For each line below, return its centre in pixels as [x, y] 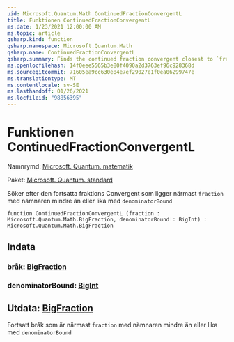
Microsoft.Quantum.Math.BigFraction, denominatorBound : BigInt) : [107, 219]
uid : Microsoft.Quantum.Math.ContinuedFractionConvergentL [95, 14]
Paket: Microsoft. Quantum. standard [60, 180]
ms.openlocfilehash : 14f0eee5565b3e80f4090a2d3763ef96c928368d [101, 65]
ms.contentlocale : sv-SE [43, 85]
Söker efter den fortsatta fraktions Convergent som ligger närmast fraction [116, 193]
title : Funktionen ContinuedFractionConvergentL [79, 20]
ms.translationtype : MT [42, 78]
